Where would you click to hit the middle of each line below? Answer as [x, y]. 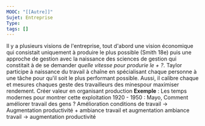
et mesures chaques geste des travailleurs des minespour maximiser [93, 85]
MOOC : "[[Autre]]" [30, 12]
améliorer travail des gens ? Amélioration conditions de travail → [87, 104]
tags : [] [17, 29]
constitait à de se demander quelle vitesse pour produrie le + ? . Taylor [94, 65]
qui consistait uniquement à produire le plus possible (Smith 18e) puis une [99, 53]
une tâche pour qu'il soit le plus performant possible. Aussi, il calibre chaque [103, 78]
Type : [13, 23]
